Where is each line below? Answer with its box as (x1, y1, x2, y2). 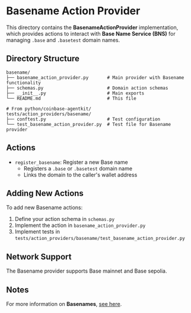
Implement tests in (14, 228, 61, 235)
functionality (6, 80, 42, 86)
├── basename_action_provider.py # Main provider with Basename (6, 74, 184, 81)
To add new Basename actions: (6, 204, 83, 211)
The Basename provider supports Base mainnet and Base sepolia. (6, 267, 167, 274)
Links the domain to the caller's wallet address (23, 171, 138, 178)
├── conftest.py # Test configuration (6, 116, 161, 122)
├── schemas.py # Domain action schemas (6, 85, 168, 91)
